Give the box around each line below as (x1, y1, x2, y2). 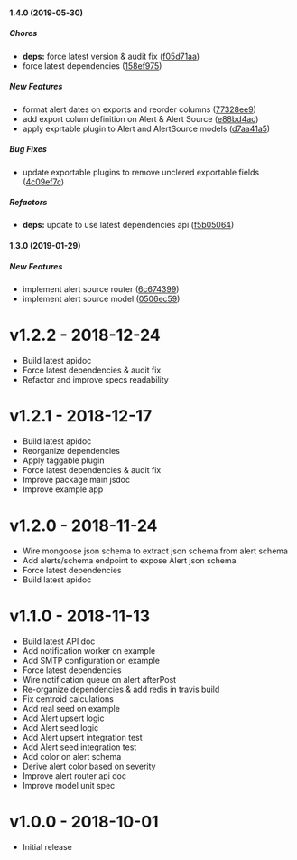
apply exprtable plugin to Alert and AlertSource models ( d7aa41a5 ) (22, 123, 271, 134)
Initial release (22, 841, 72, 852)
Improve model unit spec (22, 780, 116, 790)
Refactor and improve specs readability (22, 373, 169, 384)
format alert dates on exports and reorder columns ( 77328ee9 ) (22, 104, 257, 115)
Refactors (9, 197, 48, 208)
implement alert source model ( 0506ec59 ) (22, 294, 181, 305)
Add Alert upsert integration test (22, 732, 143, 742)
